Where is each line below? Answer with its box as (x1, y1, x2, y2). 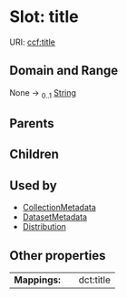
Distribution (22, 221, 66, 232)
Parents (9, 116, 54, 131)
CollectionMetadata (22, 202, 97, 213)
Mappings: (14, 273, 62, 286)
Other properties (9, 248, 106, 263)
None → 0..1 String (9, 87, 77, 100)
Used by (9, 178, 57, 193)
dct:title (78, 273, 112, 286)
